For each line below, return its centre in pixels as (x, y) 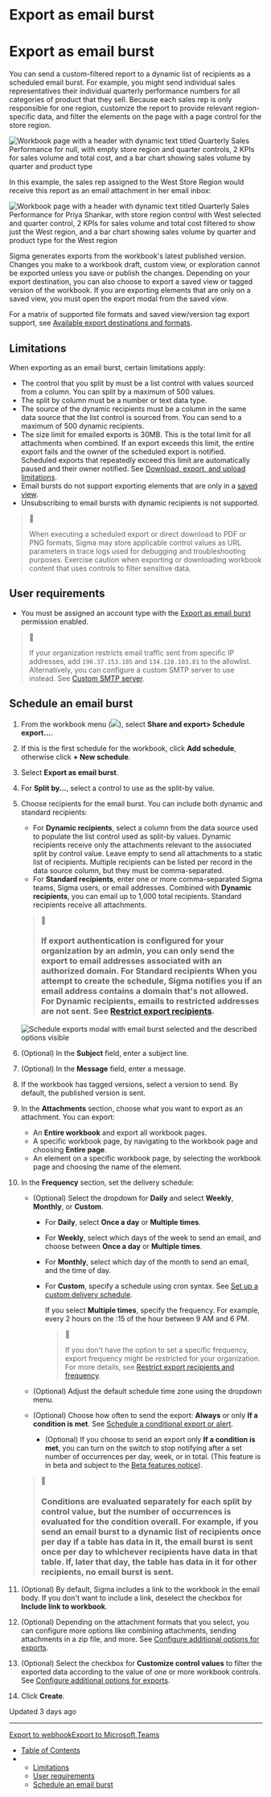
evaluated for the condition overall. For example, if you (150, 1521)
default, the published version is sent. (83, 1093)
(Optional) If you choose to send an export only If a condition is (150, 1439)
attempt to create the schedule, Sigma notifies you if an (151, 981)
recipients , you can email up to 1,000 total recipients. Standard (137, 896)
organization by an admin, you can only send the (138, 951)
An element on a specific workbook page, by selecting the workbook (147, 1158)
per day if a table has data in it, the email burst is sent (147, 1541)
